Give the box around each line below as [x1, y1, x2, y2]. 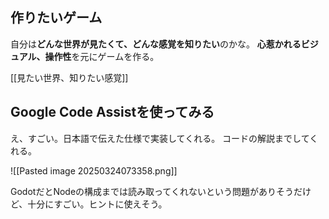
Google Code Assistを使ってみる [10, 104, 215, 121]
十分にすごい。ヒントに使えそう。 [27, 198, 168, 210]
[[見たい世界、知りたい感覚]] [10, 71, 129, 83]
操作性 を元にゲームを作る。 [44, 50, 160, 62]
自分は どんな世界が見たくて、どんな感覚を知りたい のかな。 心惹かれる [10, 38, 302, 50]
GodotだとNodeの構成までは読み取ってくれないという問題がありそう [10, 185, 294, 197]
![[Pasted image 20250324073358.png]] [10, 164, 178, 177]
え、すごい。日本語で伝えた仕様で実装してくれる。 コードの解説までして [10, 132, 310, 144]
